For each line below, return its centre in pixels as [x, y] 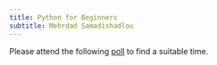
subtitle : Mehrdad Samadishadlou [71, 26]
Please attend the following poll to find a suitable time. [109, 51]
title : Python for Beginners [63, 17]
